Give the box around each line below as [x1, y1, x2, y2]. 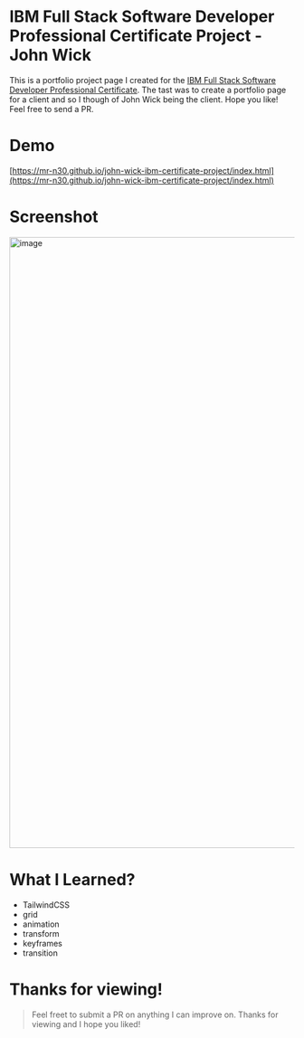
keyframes [22, 938, 63, 948]
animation [22, 919, 61, 929]
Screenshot [9, 206, 99, 227]
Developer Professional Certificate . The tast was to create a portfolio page [9, 84, 287, 95]
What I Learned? [9, 870, 136, 890]
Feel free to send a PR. [9, 103, 94, 114]
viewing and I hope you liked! [31, 1018, 141, 1029]
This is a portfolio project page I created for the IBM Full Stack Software [9, 74, 276, 85]
